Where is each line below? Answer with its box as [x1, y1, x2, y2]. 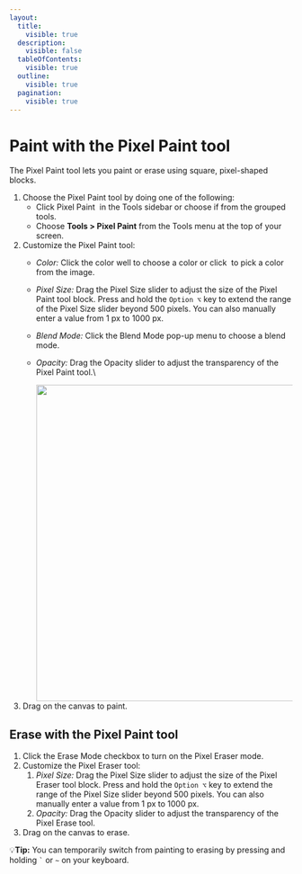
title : [17, 22, 42, 31]
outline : [17, 72, 50, 81]
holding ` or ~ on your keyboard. [9, 855, 129, 866]
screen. [35, 230, 65, 241]
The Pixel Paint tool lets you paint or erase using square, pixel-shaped [9, 165, 269, 176]
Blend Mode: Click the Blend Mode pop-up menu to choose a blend [35, 330, 286, 342]
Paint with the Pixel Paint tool [9, 136, 231, 156]
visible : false [25, 47, 83, 56]
